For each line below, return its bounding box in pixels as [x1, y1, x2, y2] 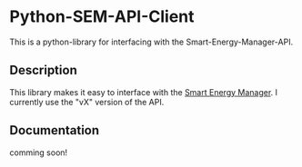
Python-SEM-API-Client [9, 6, 195, 27]
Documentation [9, 123, 100, 138]
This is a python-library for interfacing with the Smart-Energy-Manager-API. [9, 36, 294, 47]
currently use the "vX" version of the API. [9, 96, 165, 107]
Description [9, 63, 77, 78]
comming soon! [9, 147, 68, 158]
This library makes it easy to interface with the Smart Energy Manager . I [9, 86, 278, 97]
